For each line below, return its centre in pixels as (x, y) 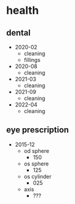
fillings (32, 60)
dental (19, 33)
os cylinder (38, 176)
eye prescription (37, 130)
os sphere (36, 164)
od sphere (37, 150)
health (22, 11)
